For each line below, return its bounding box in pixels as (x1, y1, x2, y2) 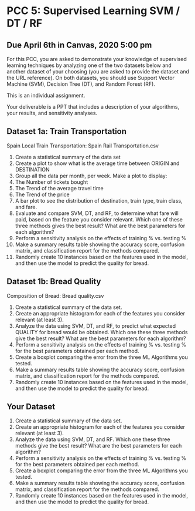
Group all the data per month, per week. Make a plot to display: (15, 172, 167, 179)
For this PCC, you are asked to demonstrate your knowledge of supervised (6, 56, 187, 62)
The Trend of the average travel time (15, 184, 104, 191)
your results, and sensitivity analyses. (6, 110, 98, 116)
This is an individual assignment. (6, 92, 85, 99)
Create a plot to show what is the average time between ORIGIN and (15, 160, 180, 167)
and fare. (15, 203, 37, 210)
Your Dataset (6, 402, 55, 412)
